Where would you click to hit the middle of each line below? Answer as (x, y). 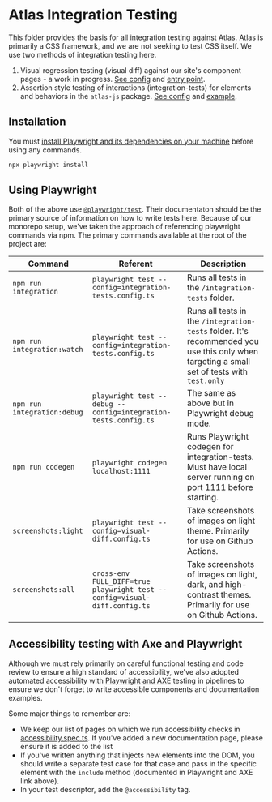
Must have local (217, 467)
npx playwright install (49, 165)
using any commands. (45, 150)
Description (223, 264)
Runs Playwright (218, 437)
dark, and (205, 585)
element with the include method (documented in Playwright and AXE (136, 773)
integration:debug (48, 412)
